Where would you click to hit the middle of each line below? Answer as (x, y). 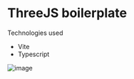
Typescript (33, 54)
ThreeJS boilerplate (67, 13)
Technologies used (35, 33)
